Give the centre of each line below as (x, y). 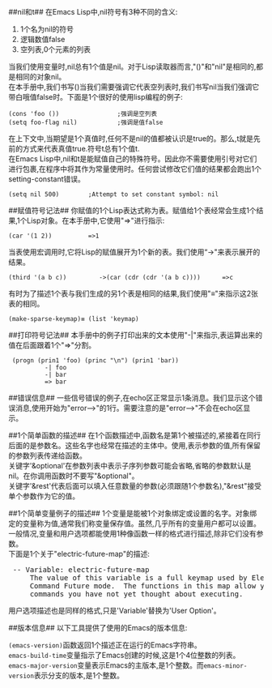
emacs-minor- (225, 666)
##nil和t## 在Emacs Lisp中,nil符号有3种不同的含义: (93, 12)
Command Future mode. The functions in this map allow (143, 586)
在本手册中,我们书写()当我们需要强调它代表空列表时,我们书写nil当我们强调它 (134, 87)
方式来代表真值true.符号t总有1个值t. (81, 149)
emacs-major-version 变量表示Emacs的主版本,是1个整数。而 (106, 665)
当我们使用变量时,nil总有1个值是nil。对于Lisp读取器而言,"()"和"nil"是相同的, (132, 66)
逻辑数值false (42, 39)
